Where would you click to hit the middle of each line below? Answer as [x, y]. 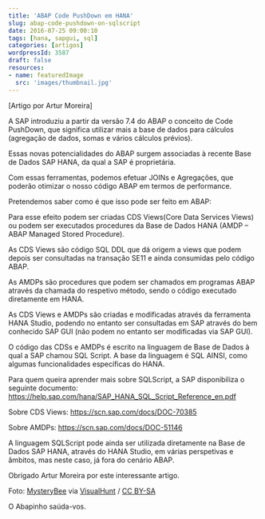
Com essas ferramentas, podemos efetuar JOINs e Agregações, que [121, 178]
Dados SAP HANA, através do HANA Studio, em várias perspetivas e [121, 451]
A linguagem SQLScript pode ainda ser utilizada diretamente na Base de [127, 443]
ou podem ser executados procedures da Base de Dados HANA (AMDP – [129, 226]
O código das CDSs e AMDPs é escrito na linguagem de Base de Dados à [129, 347]
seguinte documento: [43, 388]
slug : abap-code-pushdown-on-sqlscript [75, 23]
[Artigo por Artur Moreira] [51, 106]
